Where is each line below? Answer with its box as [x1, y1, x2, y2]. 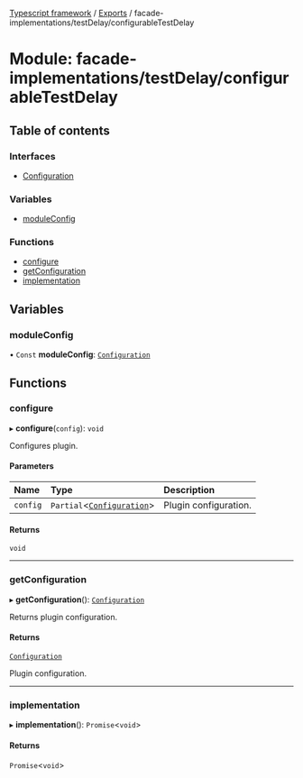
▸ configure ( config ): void [9, 423, 105, 434]
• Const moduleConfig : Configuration [9, 349, 151, 360]
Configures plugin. [9, 440, 78, 451]
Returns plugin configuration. [9, 611, 118, 622]
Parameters [9, 461, 54, 471]
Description [163, 484, 215, 497]
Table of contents [9, 123, 110, 138]
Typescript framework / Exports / [9, 8, 133, 18]
